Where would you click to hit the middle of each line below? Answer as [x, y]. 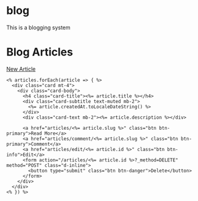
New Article [21, 69]
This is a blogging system [38, 27]
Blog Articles [40, 52]
